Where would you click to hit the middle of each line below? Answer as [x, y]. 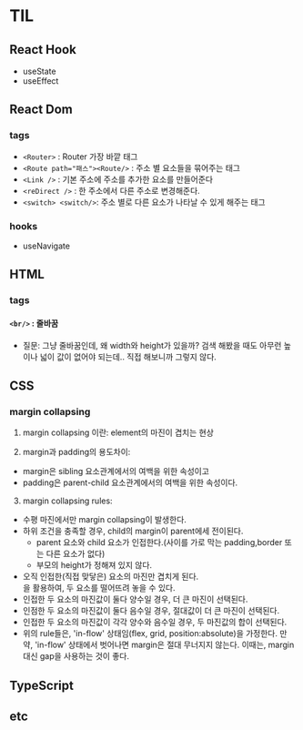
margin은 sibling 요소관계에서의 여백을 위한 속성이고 [116, 471]
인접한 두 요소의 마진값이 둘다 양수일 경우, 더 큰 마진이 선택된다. [135, 599]
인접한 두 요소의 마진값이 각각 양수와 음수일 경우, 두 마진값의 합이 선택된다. [155, 622]
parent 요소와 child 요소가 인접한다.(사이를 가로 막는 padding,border [159, 542]
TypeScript [42, 685]
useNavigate [46, 246]
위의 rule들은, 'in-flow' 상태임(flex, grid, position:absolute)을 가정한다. [150, 634]
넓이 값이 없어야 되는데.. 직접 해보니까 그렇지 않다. [128, 357]
